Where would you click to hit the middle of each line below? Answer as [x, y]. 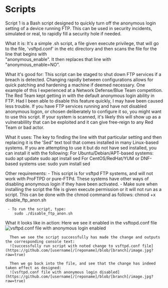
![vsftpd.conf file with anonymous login [54, 272]
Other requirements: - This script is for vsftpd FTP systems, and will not [79, 173]
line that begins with [26, 54]
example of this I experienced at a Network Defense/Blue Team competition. [84, 90]
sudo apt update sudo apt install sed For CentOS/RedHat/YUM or [72, 158]
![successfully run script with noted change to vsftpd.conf [75, 246]
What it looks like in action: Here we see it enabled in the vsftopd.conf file [81, 222]
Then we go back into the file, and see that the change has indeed [83, 263]
